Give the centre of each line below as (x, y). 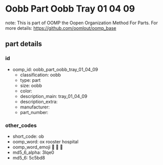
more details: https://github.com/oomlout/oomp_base (61, 28)
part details (24, 44)
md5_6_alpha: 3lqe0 (33, 152)
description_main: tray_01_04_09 (53, 96)
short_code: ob (28, 136)
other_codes (21, 125)
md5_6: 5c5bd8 (29, 157)
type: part (30, 80)
